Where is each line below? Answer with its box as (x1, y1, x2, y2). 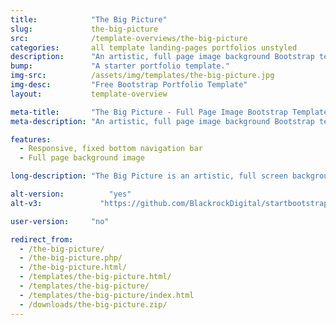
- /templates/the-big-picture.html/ (19, 272, 172, 282)
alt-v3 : (10, 198, 43, 208)
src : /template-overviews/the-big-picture (10, 33, 248, 43)
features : (10, 134, 52, 145)
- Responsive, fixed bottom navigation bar (19, 144, 203, 154)
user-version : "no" (10, 216, 110, 226)
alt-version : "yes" (10, 189, 132, 199)
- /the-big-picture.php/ (19, 253, 123, 263)
